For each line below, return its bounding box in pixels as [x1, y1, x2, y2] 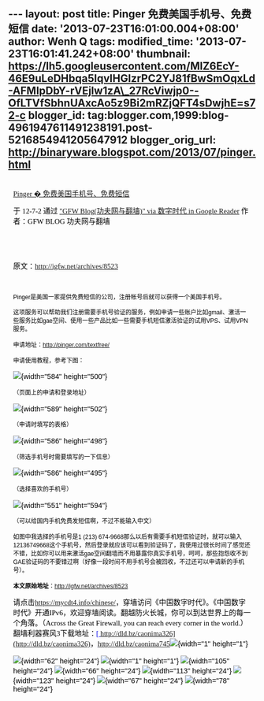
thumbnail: [136, 47, 191, 61]
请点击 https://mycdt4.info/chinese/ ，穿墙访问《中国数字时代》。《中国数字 [13, 598, 246, 607]
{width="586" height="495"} [20, 469, 108, 478]
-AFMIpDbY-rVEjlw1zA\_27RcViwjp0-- [8, 84, 199, 98]
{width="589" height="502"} [20, 404, 108, 414]
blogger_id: [28, 109, 86, 122]
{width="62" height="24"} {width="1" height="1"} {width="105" [20, 656, 230, 666]
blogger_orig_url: [129, 133, 217, 147]
